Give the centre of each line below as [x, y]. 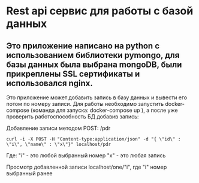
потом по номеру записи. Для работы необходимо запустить [85, 104]
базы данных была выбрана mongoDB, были [94, 64]
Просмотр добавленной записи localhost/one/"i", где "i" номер [87, 167]
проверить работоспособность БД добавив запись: [73, 117]
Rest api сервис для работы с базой [100, 11]
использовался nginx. [49, 83]
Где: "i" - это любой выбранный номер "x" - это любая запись [86, 155]
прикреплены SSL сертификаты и [73, 74]
